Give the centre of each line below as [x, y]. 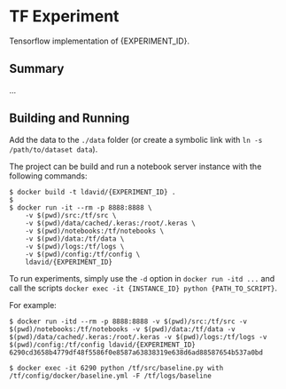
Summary [37, 69]
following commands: [48, 176]
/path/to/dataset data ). [54, 149]
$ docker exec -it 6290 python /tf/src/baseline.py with [116, 368]
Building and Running [70, 119]
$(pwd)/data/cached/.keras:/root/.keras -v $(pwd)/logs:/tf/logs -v [138, 337]
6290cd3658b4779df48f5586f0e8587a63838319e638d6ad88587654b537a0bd [136, 353]
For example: [33, 305]
